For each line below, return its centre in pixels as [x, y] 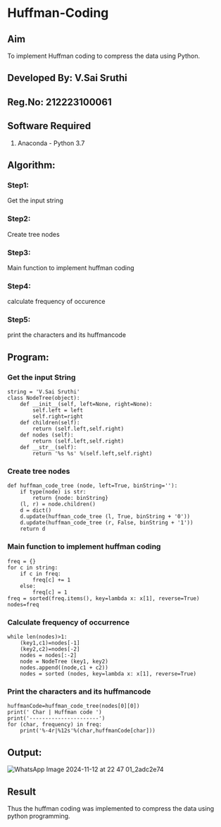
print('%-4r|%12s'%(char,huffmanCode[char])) [88, 731]
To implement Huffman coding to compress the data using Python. [104, 56]
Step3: [19, 252]
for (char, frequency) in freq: [55, 725]
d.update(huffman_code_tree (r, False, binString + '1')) [107, 523]
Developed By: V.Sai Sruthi [68, 78]
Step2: [19, 219]
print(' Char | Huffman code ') [55, 712]
